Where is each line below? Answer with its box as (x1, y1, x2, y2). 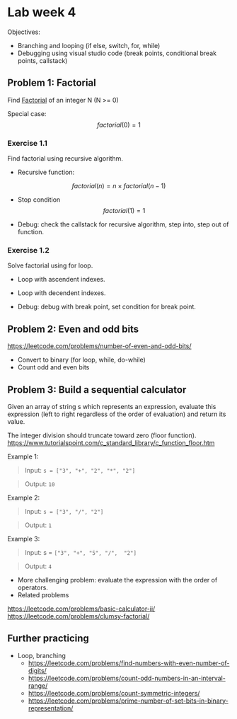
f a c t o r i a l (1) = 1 (103, 207, 146, 215)
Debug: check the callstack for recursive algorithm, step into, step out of (17, 220, 229, 229)
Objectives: (7, 28, 40, 36)
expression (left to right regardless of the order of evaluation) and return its (7, 410, 226, 418)
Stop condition (17, 195, 61, 204)
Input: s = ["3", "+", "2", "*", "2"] (24, 466, 136, 474)
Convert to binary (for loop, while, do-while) (17, 355, 146, 364)
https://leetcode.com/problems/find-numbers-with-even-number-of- (28, 659, 230, 667)
